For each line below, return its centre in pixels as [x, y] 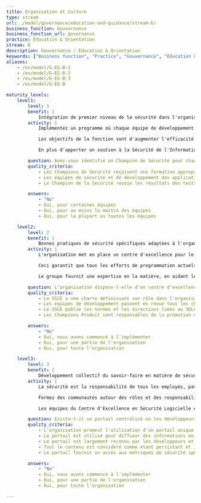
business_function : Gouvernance [46, 28]
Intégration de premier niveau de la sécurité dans [104, 117]
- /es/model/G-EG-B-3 [44, 78]
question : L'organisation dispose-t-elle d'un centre [96, 287]
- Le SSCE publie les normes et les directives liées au [111, 310]
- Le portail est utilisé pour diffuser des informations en [116, 436]
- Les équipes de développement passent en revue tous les [113, 304]
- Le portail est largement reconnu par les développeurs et [116, 441]
